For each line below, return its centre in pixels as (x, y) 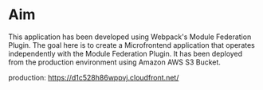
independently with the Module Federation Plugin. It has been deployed (126, 53)
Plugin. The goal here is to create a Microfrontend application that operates (131, 45)
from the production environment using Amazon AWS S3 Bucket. (115, 62)
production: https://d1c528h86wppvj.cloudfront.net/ (94, 77)
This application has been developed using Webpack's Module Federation (130, 37)
